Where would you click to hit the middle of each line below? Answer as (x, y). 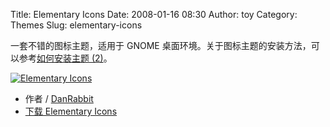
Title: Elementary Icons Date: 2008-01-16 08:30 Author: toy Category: (154, 14)
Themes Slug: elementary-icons (76, 25)
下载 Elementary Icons (71, 111)
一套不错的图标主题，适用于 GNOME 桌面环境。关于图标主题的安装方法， (161, 45)
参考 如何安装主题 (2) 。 (65, 58)
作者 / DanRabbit (59, 98)
